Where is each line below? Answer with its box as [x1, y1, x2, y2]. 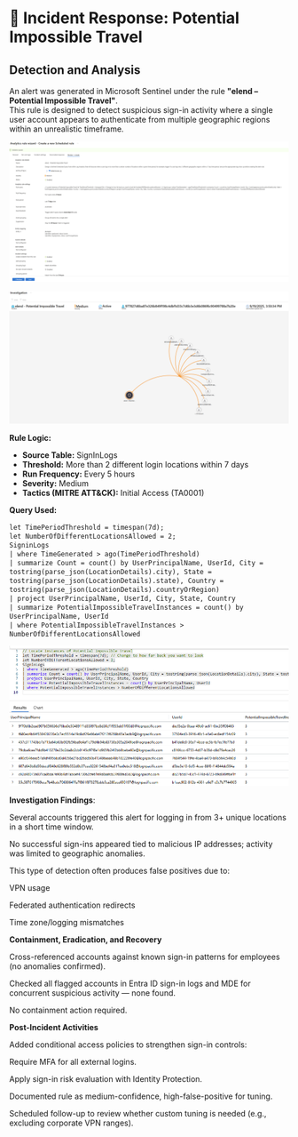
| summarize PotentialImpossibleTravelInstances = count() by [9, 604, 244, 613]
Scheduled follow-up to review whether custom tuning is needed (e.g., [9, 1109, 267, 1119]
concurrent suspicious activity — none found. [9, 988, 176, 998]
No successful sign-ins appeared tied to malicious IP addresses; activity [9, 839, 273, 850]
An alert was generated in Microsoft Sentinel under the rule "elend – [9, 86, 259, 96]
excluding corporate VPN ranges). [9, 1117, 134, 1128]
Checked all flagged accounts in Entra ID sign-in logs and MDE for [9, 978, 251, 989]
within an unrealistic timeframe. [9, 124, 124, 134]
